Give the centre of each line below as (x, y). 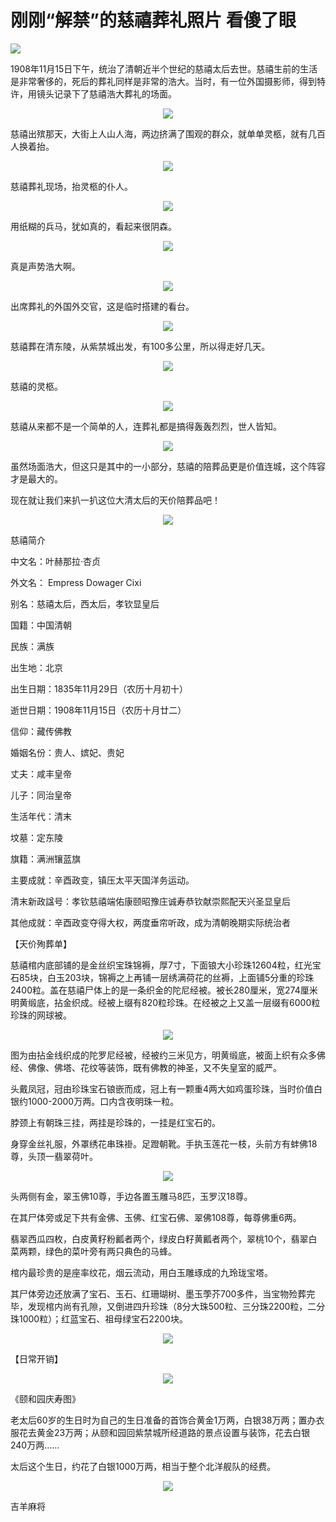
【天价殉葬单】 (41, 943)
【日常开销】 (36, 1358)
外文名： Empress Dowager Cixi (76, 582)
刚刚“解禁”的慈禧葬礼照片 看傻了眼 (153, 20)
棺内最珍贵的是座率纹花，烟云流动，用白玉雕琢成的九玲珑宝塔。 (141, 1272)
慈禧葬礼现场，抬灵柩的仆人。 (71, 186)
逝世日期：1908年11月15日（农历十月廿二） (98, 710)
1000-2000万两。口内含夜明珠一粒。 (103, 1101)
